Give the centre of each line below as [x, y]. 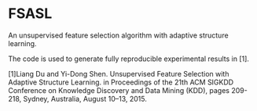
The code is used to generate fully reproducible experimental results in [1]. [129, 59]
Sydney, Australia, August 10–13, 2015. [85, 98]
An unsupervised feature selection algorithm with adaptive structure [119, 35]
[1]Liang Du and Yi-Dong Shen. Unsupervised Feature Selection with [119, 73]
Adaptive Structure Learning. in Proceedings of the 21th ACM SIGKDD [121, 82]
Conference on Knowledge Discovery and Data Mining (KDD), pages [119, 90]
